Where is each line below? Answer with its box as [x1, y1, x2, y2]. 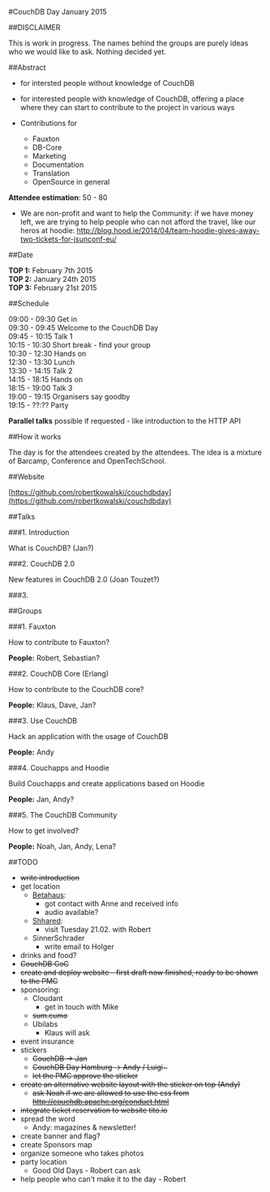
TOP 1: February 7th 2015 [8, 266, 93, 275]
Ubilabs [32, 1019, 58, 1028]
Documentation [32, 160, 84, 169]
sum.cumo [32, 1010, 68, 1020]
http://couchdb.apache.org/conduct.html [32, 1097, 169, 1106]
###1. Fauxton [8, 622, 57, 631]
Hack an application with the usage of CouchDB [8, 732, 169, 741]
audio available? [44, 908, 99, 916]
